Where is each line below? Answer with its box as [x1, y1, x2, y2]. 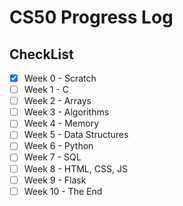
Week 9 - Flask [23, 174, 87, 186]
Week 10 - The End [23, 185, 103, 197]
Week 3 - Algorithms [23, 106, 110, 118]
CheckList [9, 46, 74, 63]
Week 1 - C [23, 84, 70, 96]
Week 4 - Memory [23, 117, 99, 130]
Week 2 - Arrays [23, 95, 92, 107]
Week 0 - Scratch [23, 72, 97, 84]
